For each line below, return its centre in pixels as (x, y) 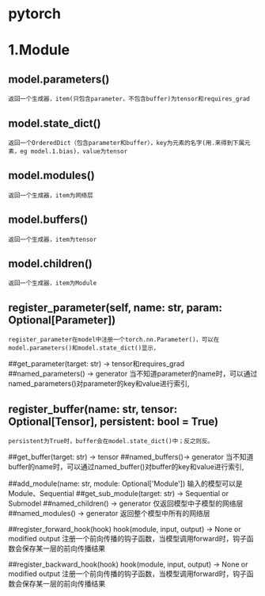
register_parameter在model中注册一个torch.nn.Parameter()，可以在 (114, 340)
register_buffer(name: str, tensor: (93, 409)
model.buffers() (48, 220)
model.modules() (51, 176)
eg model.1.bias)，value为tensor (74, 151)
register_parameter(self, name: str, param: (115, 307)
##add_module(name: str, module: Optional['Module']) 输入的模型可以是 (125, 483)
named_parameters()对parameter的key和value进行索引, (99, 384)
